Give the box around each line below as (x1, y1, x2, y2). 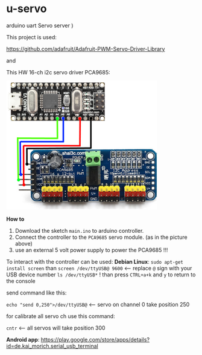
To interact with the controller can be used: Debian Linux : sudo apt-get (6, 258, 184, 265)
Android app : (6, 336, 40, 343)
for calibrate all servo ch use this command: (6, 312, 116, 319)
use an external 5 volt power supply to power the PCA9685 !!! (14, 246, 168, 253)
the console (6, 277, 36, 284)
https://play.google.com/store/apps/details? (40, 336, 150, 343)
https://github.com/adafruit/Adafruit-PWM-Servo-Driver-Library (6, 45, 165, 53)
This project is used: (6, 33, 57, 41)
